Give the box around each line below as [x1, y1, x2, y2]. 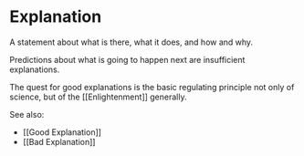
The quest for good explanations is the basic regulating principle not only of [9, 81, 295, 92]
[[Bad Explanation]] [22, 136, 96, 147]
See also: [9, 109, 45, 120]
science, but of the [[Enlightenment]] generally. [9, 91, 187, 102]
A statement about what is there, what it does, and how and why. [9, 36, 254, 47]
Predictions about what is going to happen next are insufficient [9, 54, 246, 65]
